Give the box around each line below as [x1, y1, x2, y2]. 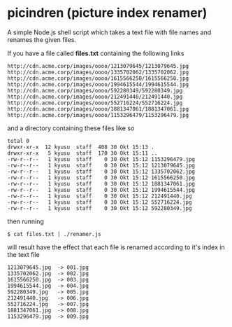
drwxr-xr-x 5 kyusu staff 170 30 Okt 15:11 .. [7, 149, 158, 157]
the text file [7, 250, 40, 258]
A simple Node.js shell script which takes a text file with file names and [7, 28, 212, 36]
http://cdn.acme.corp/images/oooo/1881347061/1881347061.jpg [7, 105, 189, 113]
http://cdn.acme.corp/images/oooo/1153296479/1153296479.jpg [7, 111, 189, 118]
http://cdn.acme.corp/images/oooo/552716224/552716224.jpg [7, 99, 183, 106]
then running [7, 217, 44, 225]
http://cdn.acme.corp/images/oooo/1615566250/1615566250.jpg [7, 75, 189, 82]
